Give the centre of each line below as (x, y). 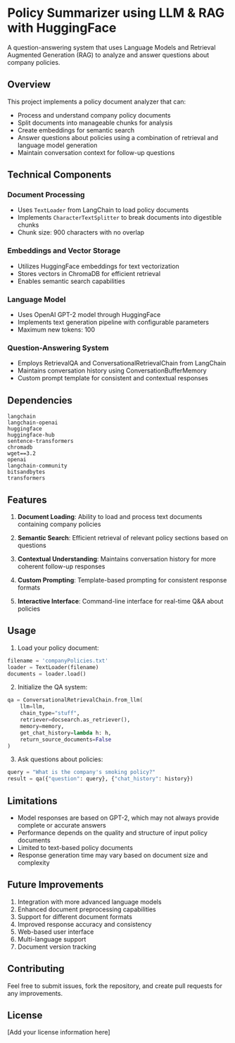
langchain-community (38, 466)
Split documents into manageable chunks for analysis (95, 123)
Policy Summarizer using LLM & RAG (116, 13)
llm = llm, (33, 707)
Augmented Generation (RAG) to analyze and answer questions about (108, 55)
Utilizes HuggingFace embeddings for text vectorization (98, 266)
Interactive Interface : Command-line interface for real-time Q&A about (120, 601)
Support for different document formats (75, 916)
